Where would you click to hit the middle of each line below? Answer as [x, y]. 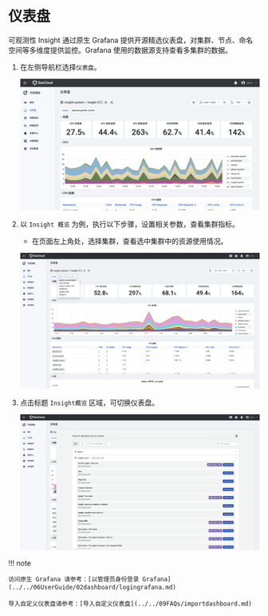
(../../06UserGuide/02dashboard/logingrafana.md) [93, 588]
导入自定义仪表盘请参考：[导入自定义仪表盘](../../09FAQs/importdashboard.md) [130, 604]
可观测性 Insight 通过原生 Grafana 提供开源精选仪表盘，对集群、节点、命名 [131, 40]
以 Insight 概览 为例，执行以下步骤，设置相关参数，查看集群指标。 [129, 224]
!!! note [20, 563]
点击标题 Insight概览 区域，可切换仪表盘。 [89, 402]
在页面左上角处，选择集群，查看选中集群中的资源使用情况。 [130, 241]
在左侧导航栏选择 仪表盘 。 [60, 67]
